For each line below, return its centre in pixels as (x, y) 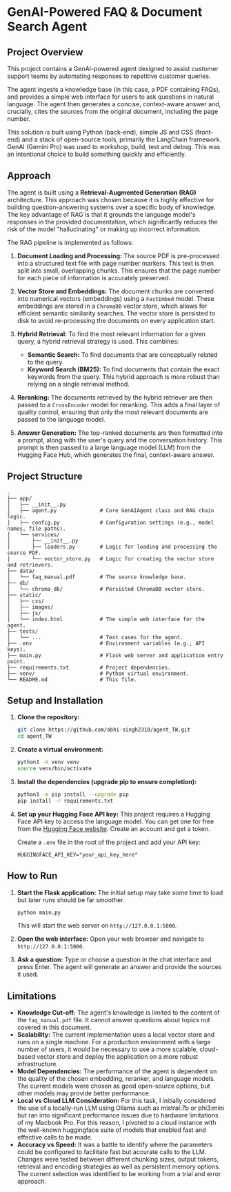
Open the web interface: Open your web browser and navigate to (111, 939)
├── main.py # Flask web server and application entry (115, 655)
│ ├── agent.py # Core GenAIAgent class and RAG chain (111, 510)
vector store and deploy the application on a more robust (118, 1057)
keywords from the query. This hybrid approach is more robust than (124, 376)
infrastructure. (38, 1064)
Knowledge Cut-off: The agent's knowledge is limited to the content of (119, 1013)
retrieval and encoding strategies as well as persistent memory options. (119, 1166)
